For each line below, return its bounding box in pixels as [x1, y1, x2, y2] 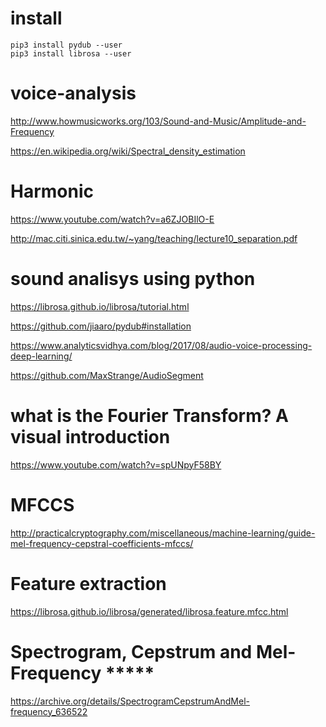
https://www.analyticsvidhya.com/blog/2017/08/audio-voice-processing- [10, 339, 313, 351]
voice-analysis [10, 82, 137, 105]
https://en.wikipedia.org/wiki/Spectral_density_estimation [10, 145, 246, 157]
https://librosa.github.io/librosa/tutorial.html [10, 300, 190, 312]
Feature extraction [10, 572, 167, 595]
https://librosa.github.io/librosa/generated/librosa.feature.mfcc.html [10, 605, 289, 617]
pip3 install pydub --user [10, 40, 123, 50]
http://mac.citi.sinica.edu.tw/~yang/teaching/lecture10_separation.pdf [10, 232, 298, 244]
